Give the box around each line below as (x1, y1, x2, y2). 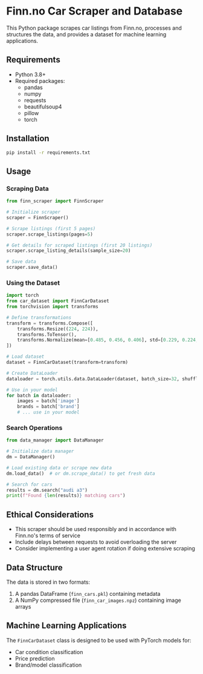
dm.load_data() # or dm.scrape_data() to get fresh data (6, 471, 155, 477)
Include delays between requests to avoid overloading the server (14, 538, 177, 546)
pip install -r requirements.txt (6, 150, 91, 156)
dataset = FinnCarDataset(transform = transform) (6, 359, 129, 366)
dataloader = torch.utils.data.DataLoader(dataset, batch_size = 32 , (6, 375, 180, 382)
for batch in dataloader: (6, 392, 71, 398)
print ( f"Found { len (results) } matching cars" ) (6, 492, 126, 499)
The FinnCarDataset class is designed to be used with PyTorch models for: (6, 636, 192, 644)
